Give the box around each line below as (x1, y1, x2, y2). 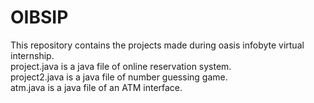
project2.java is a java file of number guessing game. (10, 71, 228, 83)
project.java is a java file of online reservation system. (10, 60, 232, 72)
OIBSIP (10, 6, 69, 29)
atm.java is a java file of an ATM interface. (10, 81, 183, 93)
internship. (10, 49, 55, 61)
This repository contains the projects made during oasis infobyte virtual (10, 39, 305, 51)
